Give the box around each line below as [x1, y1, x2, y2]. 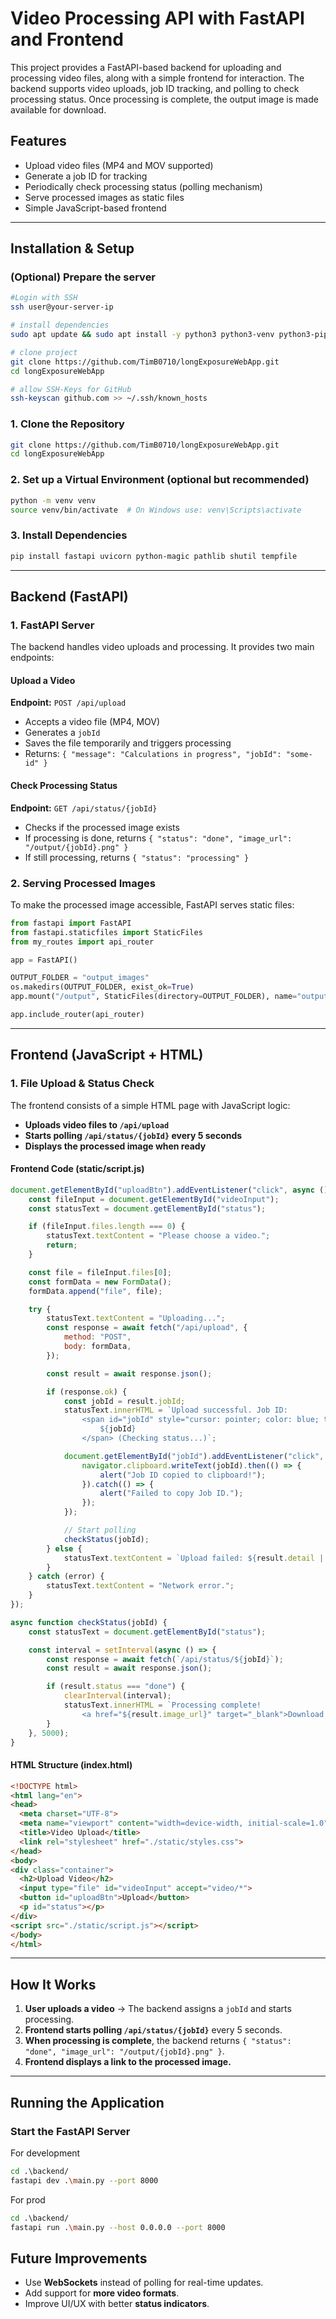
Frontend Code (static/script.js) [10, 1163, 145, 1175]
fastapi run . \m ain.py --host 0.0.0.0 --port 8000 [10, 2222, 226, 2232]
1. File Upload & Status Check [10, 1077, 155, 1091]
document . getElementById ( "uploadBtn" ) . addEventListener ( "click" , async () [10, 1185, 329, 1195]
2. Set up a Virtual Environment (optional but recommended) [10, 473, 310, 487]
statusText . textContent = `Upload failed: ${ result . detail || [63, 1553, 329, 1563]
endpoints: [10, 652, 55, 664]
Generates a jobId [24, 727, 101, 739]
